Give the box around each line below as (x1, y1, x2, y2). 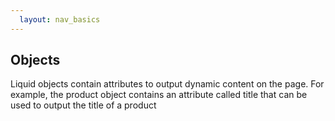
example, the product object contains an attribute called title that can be (10, 89, 308, 101)
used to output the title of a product (10, 99, 157, 111)
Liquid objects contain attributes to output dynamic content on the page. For (10, 78, 325, 90)
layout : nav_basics (19, 14, 101, 25)
